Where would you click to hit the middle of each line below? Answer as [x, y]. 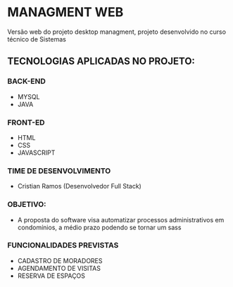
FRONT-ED [26, 122]
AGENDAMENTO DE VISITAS [59, 268]
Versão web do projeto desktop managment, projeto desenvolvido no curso [117, 32]
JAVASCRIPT [36, 153]
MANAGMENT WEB [65, 12]
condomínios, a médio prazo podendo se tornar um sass [99, 227]
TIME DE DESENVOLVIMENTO [59, 171]
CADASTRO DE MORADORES [60, 260]
